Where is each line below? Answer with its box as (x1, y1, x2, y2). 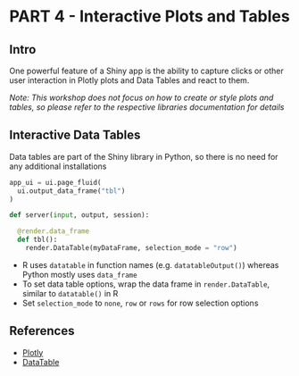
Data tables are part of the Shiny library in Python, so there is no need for (9, 151, 278, 162)
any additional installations (9, 161, 107, 171)
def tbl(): (17, 235, 58, 245)
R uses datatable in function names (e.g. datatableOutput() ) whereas (21, 259, 279, 270)
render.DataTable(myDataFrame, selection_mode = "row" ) (25, 244, 238, 253)
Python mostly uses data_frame (21, 269, 137, 280)
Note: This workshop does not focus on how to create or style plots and (9, 92, 274, 103)
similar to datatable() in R (21, 288, 119, 298)
